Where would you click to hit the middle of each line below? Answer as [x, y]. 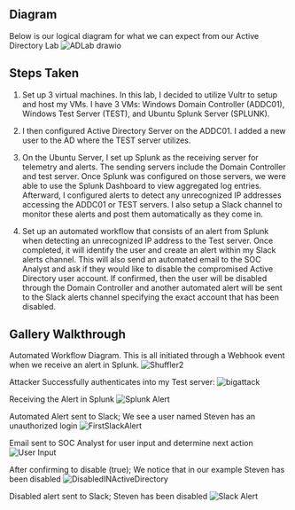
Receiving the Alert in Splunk [62, 399]
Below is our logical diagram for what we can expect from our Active [134, 35]
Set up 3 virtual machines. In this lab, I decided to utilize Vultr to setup [150, 94]
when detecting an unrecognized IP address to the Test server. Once [147, 240]
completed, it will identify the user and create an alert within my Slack [149, 250]
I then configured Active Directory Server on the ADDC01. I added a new [154, 130]
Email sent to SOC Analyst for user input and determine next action [132, 443]
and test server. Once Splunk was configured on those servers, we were [154, 176]
